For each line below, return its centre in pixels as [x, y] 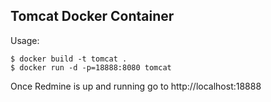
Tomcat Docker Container [92, 16]
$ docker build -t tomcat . [69, 59]
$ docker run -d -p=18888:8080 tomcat [91, 67]
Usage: [25, 40]
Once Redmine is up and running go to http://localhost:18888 [136, 86]
